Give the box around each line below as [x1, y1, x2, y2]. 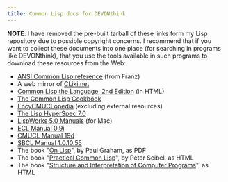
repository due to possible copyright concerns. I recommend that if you [7, 36, 212, 45]
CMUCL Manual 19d [17, 131, 75, 140]
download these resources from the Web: [7, 58, 127, 67]
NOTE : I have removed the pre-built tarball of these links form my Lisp [7, 29, 208, 38]
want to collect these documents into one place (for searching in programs [7, 44, 221, 52]
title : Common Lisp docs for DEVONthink [7, 10, 127, 17]
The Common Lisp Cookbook [17, 94, 101, 103]
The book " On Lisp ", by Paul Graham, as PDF [17, 146, 147, 154]
